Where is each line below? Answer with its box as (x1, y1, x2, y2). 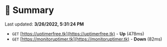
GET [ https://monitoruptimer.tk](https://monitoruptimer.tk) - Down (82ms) (12, 36, 162, 42)
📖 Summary (5, 4, 54, 16)
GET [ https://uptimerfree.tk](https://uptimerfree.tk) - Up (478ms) (12, 30, 144, 36)
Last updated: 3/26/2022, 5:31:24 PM (5, 21, 84, 27)
